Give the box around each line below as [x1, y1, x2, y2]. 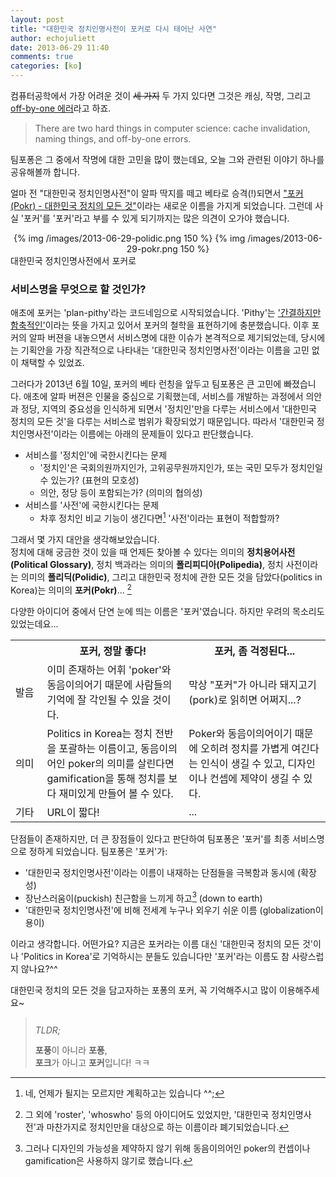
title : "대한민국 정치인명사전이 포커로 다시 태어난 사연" [10, 24, 217, 34]
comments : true [10, 52, 74, 62]
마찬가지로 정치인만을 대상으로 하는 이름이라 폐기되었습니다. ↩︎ [46, 1121, 290, 1133]
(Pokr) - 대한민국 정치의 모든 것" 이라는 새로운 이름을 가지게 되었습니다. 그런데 [10, 200, 313, 211]
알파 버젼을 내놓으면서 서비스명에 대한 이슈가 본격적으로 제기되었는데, [28, 332, 299, 344]
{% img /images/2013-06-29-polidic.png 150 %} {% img [13, 232, 246, 244]
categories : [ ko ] [10, 61, 83, 71]
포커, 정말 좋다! [79, 644, 147, 658]
